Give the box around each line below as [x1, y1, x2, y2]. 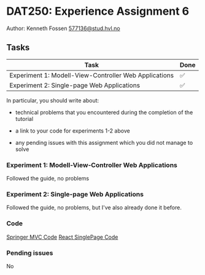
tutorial [15, 115, 34, 122]
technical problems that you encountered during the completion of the [15, 109, 193, 116]
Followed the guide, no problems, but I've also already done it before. [6, 204, 182, 211]
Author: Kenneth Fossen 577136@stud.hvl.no [6, 25, 121, 32]
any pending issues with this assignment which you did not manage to [15, 139, 193, 146]
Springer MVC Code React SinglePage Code [6, 233, 118, 241]
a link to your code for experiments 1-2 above [15, 127, 130, 134]
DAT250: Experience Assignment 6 [6, 4, 190, 18]
